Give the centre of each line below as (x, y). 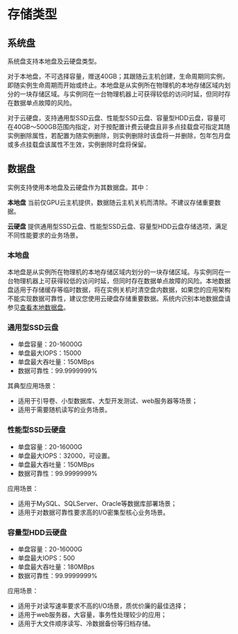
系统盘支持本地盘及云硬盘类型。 (54, 61)
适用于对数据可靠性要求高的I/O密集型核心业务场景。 (93, 512)
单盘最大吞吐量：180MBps (56, 567)
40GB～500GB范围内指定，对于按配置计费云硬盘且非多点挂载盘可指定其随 (122, 127)
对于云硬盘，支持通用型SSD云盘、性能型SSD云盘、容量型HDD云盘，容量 (113, 118)
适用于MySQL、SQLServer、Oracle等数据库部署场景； (97, 503)
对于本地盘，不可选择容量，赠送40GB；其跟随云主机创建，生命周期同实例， (118, 76)
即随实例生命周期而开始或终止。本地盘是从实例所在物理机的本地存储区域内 (116, 85)
